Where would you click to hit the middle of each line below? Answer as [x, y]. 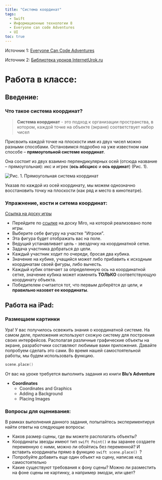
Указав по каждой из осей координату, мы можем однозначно [70, 185]
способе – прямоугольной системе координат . [55, 152]
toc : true [15, 37]
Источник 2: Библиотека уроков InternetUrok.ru [54, 60]
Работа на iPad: [30, 305]
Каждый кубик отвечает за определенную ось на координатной [79, 270]
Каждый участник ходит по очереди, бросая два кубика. [71, 254]
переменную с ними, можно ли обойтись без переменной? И [76, 446]
